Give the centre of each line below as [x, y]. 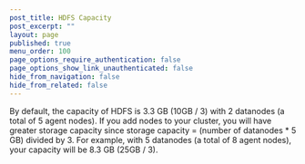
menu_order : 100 [40, 52]
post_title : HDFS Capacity [61, 18]
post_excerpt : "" [42, 26]
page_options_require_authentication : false [95, 60]
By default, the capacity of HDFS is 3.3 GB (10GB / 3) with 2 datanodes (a [147, 111]
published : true [40, 43]
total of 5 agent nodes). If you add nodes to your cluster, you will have [141, 121]
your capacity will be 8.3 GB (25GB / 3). [84, 150]
